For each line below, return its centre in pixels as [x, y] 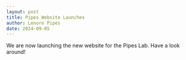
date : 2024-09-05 [28, 28]
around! [16, 52]
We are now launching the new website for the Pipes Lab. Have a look [93, 46]
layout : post [23, 12]
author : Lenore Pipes [34, 23]
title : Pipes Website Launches [46, 17]
